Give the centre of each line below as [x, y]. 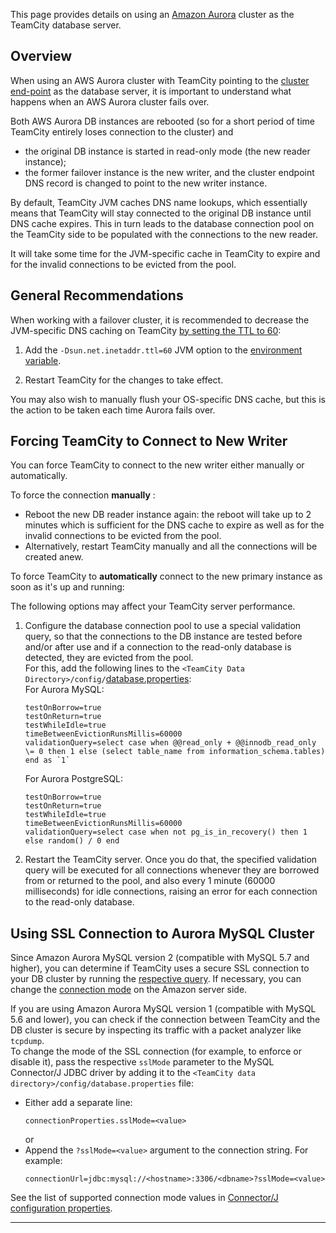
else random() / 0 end [72, 841]
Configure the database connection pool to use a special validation [163, 626]
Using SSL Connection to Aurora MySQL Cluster [162, 933]
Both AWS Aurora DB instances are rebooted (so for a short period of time [162, 121]
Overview [41, 56]
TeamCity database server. [66, 25]
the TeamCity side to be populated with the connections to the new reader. [164, 234]
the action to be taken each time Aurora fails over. [113, 410]
